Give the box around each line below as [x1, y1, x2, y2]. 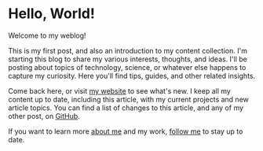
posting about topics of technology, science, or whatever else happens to [8, 62, 247, 72]
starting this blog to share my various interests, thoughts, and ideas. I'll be [8, 54, 247, 64]
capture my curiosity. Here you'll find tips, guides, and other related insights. [8, 71, 256, 80]
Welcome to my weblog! [8, 31, 86, 40]
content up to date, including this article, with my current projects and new [8, 94, 250, 104]
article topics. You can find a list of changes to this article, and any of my [8, 103, 244, 112]
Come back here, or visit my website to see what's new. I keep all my [8, 86, 232, 95]
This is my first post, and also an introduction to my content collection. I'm [8, 46, 247, 55]
